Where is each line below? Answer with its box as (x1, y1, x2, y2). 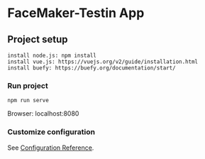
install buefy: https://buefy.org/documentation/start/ (7, 65, 176, 72)
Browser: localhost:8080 (7, 109, 79, 118)
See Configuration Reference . (7, 143, 94, 152)
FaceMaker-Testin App (7, 5, 145, 21)
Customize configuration (7, 127, 96, 137)
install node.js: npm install (7, 52, 97, 59)
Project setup (7, 33, 69, 45)
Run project (7, 80, 48, 90)
